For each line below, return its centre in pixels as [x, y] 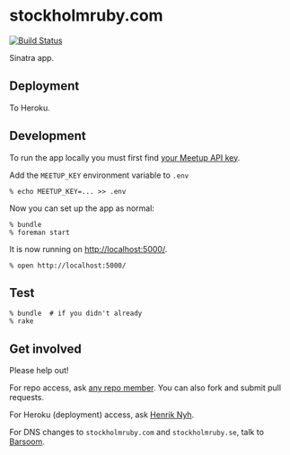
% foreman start [40, 232]
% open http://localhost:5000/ [68, 266]
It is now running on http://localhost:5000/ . [88, 249]
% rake [22, 321]
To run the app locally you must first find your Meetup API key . [125, 157]
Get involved [46, 349]
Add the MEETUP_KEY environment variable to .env [99, 175]
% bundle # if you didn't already [76, 314]
